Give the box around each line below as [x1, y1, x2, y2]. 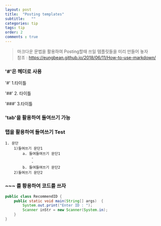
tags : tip [5, 25, 25, 30]
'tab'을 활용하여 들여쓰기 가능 [5, 114, 71, 121]
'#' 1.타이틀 [5, 80, 27, 86]
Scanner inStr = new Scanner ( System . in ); [22, 207, 108, 213]
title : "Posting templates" [5, 12, 64, 17]
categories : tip [5, 21, 38, 26]
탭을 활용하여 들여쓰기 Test [5, 129, 65, 136]
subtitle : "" [5, 16, 36, 21]
